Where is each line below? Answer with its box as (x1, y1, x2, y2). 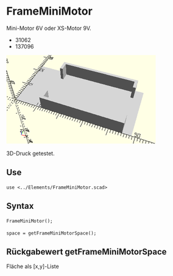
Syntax (6, 201, 34, 211)
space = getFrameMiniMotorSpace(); (6, 230, 97, 236)
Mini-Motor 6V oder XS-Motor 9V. (6, 24, 91, 32)
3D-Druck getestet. (6, 150, 55, 157)
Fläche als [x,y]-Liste (6, 263, 59, 270)
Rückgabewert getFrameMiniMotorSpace (6, 246, 167, 257)
